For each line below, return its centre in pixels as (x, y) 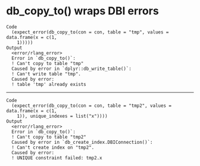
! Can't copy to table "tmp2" (49, 137)
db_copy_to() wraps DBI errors (82, 11)
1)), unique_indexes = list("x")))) (62, 116)
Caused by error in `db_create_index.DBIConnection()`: (82, 142)
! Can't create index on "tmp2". (53, 147)
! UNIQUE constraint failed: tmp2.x (57, 158)
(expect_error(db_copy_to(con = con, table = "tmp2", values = (91, 106)
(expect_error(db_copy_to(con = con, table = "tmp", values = (90, 32)
